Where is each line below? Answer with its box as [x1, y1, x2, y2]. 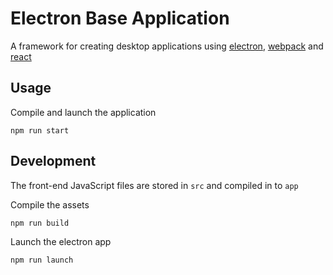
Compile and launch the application [10, 106, 157, 118]
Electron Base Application [10, 7, 230, 30]
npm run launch [10, 255, 74, 265]
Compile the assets [10, 198, 90, 211]
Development [10, 153, 97, 170]
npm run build [10, 218, 70, 228]
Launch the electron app [10, 235, 112, 247]
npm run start [10, 125, 70, 136]
